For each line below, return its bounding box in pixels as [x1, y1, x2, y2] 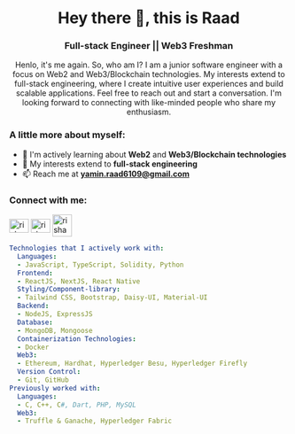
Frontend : [17, 268, 53, 277]
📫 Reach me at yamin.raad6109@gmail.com [21, 168, 190, 179]
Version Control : [17, 368, 82, 376]
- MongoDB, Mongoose [17, 326, 93, 335]
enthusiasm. [127, 106, 171, 118]
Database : [17, 318, 53, 327]
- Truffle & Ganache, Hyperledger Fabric [17, 416, 173, 426]
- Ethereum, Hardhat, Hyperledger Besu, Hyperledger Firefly [17, 359, 248, 368]
